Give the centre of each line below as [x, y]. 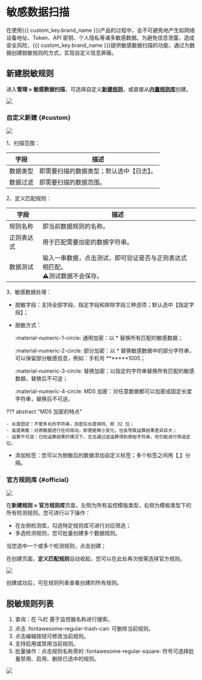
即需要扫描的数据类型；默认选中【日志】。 [98, 171]
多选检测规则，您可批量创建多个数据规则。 [68, 533]
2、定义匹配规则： [29, 199]
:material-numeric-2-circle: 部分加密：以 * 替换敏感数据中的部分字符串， [105, 351]
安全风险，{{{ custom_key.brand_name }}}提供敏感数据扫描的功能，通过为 [98, 45]
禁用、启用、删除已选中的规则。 [60, 659]
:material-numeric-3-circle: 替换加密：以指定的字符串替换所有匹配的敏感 [105, 371]
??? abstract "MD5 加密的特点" [44, 412]
